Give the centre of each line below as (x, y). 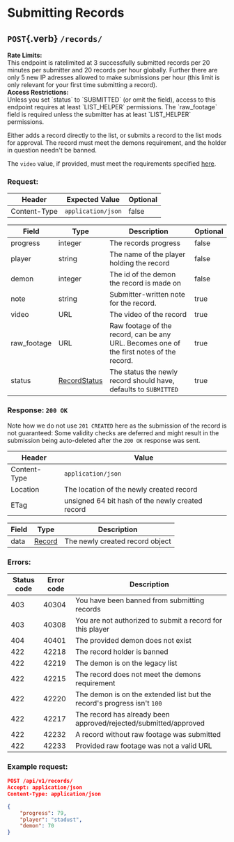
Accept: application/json (45, 788)
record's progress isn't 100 (119, 703)
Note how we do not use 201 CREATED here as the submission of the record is (117, 426)
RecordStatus (80, 381)
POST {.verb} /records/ (55, 39)
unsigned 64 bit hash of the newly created (133, 501)
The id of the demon (142, 274)
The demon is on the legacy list (126, 663)
